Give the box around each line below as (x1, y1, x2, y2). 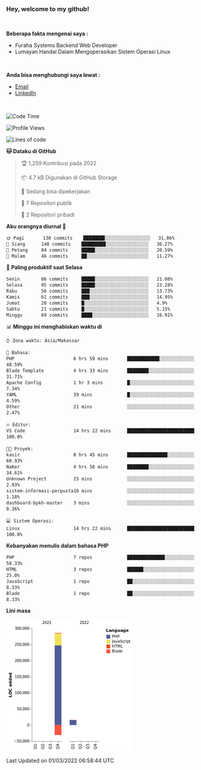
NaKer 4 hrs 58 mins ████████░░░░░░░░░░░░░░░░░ (6, 464, 195, 470)
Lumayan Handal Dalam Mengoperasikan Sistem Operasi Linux (14, 48, 171, 55)
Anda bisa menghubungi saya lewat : (6, 72, 101, 79)
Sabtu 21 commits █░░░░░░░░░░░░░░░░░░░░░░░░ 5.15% (6, 306, 170, 313)
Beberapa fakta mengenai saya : (6, 30, 89, 37)
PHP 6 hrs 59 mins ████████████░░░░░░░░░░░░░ (6, 356, 195, 362)
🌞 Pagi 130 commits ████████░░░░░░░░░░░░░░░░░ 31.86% (6, 235, 175, 242)
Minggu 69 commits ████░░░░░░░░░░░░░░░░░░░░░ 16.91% (6, 312, 173, 319)
